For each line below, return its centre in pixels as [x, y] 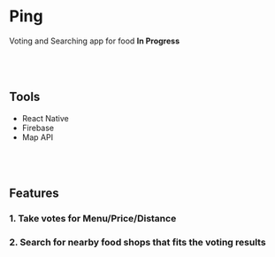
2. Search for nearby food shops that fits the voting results [138, 242]
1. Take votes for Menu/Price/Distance [93, 219]
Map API [38, 137]
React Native [45, 118]
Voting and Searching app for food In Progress [94, 41]
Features [34, 194]
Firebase [38, 128]
